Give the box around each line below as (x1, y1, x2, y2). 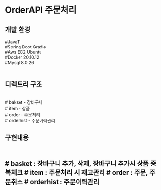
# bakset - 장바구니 (5, 99, 43, 105)
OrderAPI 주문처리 (5, 4, 77, 16)
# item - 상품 (5, 105, 30, 111)
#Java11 (5, 39, 21, 45)
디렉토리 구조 (5, 80, 42, 89)
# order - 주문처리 (5, 111, 40, 118)
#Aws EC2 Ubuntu (5, 49, 42, 55)
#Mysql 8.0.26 (5, 60, 34, 65)
